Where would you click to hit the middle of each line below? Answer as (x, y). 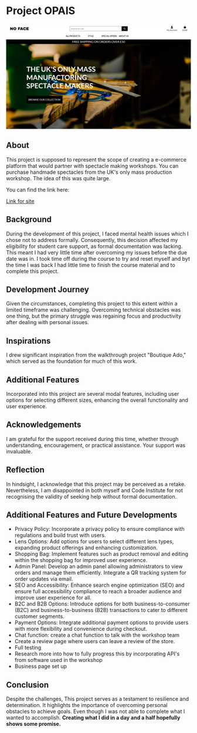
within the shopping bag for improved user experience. (81, 560)
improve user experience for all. (53, 598)
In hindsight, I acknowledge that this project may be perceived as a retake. (96, 484)
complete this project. (33, 271)
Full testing (28, 648)
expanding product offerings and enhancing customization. (86, 548)
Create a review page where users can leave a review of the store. (95, 641)
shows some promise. (34, 724)
